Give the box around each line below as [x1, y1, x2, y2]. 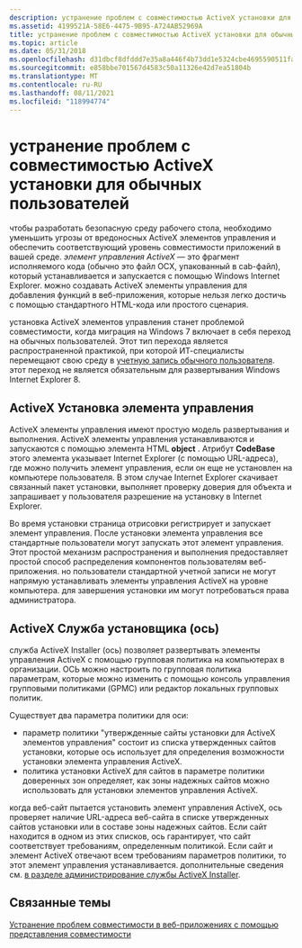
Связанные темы [9, 895, 111, 910]
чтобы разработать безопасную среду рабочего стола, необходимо [9, 222, 272, 234]
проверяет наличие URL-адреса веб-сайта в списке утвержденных [9, 811, 270, 822]
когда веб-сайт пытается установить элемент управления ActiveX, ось [9, 802, 283, 813]
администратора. [9, 595, 76, 606]
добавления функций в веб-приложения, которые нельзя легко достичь [9, 290, 287, 301]
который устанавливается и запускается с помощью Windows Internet [9, 271, 280, 282]
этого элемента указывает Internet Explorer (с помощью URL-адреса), [9, 453, 279, 464]
